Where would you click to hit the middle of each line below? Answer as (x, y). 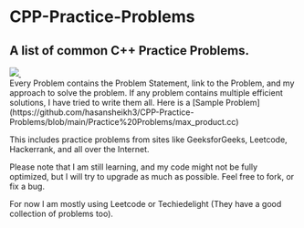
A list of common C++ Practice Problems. (129, 51)
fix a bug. (27, 186)
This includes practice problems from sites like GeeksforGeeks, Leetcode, (148, 140)
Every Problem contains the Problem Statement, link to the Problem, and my (152, 83)
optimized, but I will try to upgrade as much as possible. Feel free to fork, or (152, 176)
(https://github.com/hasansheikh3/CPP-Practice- (102, 112)
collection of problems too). (62, 213)
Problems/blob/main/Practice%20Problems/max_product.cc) (124, 122)
